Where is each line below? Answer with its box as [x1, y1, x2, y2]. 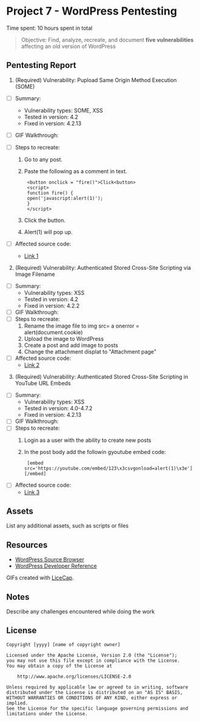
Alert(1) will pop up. [24, 228, 73, 235]
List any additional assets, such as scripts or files [6, 522, 129, 529]
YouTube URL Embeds [15, 380, 71, 387]
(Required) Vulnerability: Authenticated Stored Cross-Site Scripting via [15, 264, 192, 271]
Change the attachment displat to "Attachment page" [24, 348, 156, 356]
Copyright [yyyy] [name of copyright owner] [6, 641, 121, 648]
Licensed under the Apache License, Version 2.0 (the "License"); [6, 652, 178, 658]
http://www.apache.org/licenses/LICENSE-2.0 [17, 673, 132, 679]
